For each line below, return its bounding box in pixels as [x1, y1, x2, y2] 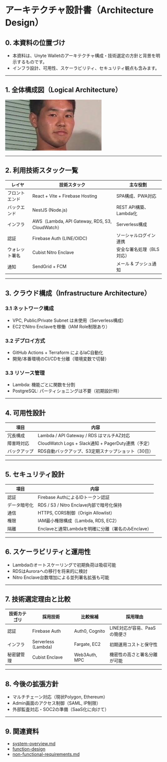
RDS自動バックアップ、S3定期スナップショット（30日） [38, 448, 154, 454]
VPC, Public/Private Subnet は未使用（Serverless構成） [12, 317, 127, 323]
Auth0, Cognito [74, 628, 105, 634]
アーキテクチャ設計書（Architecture [5, 4, 154, 16]
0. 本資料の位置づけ [5, 38, 66, 47]
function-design [12, 746, 46, 752]
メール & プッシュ [116, 260, 153, 266]
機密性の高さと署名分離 [109, 651, 158, 657]
